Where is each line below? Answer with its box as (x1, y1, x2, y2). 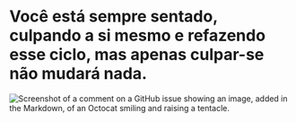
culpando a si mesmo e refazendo (9, 25, 266, 46)
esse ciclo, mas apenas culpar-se (9, 45, 265, 65)
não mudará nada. (9, 64, 148, 84)
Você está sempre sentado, (9, 6, 218, 27)
